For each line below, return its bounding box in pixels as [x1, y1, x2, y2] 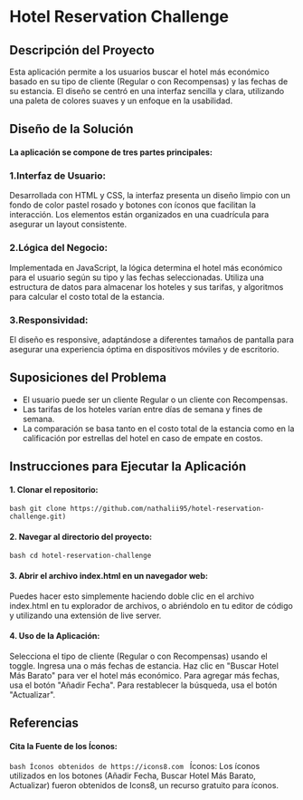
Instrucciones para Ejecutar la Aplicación [9, 459, 247, 475]
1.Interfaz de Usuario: [9, 169, 107, 182]
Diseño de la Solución [9, 121, 134, 137]
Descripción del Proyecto [9, 43, 156, 58]
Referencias [9, 716, 80, 731]
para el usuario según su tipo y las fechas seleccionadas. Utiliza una [9, 272, 264, 283]
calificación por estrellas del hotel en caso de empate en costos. [22, 432, 263, 443]
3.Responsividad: [9, 313, 89, 326]
